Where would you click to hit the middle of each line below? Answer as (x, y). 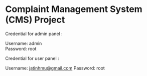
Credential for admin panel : (34, 33)
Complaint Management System (74, 9)
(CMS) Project (35, 20)
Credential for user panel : (32, 58)
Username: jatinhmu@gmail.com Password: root (55, 68)
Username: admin (24, 43)
